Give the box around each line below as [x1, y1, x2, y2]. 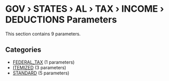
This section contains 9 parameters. [5, 31, 81, 37]
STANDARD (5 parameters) [12, 70, 70, 76]
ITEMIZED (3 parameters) [12, 64, 66, 70]
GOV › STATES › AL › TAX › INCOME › [5, 3, 164, 15]
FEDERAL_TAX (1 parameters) [12, 59, 75, 65]
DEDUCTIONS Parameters [5, 14, 117, 25]
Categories [5, 45, 42, 54]
